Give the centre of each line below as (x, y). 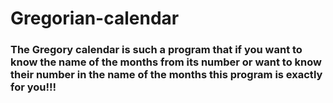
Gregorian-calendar (95, 18)
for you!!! (33, 87)
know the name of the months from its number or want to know (166, 62)
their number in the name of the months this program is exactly (166, 75)
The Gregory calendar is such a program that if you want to (156, 50)
